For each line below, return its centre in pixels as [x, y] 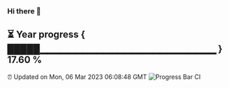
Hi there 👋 [24, 11]
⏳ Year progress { [46, 35]
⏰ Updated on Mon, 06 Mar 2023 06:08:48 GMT [77, 77]
